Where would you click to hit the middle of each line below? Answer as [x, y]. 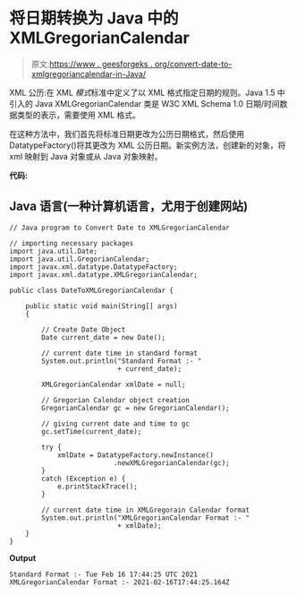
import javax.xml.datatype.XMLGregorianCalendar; [104, 274]
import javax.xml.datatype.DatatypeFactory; [93, 267]
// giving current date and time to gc [116, 423]
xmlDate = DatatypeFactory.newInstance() [136, 455]
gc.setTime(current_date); [92, 431]
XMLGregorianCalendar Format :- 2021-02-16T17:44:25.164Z [119, 582]
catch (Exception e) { [84, 479]
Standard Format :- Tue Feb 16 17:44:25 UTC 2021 [104, 574]
